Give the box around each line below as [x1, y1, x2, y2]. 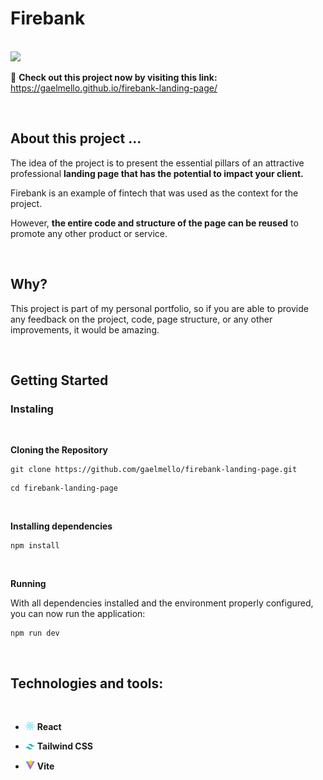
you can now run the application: [10, 608, 146, 620]
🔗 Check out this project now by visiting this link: [10, 71, 218, 83]
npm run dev [10, 628, 60, 639]
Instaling [10, 402, 54, 416]
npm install [10, 541, 60, 551]
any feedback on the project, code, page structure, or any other [10, 313, 273, 325]
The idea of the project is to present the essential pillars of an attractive [10, 157, 305, 169]
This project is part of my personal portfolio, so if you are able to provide [10, 302, 309, 314]
